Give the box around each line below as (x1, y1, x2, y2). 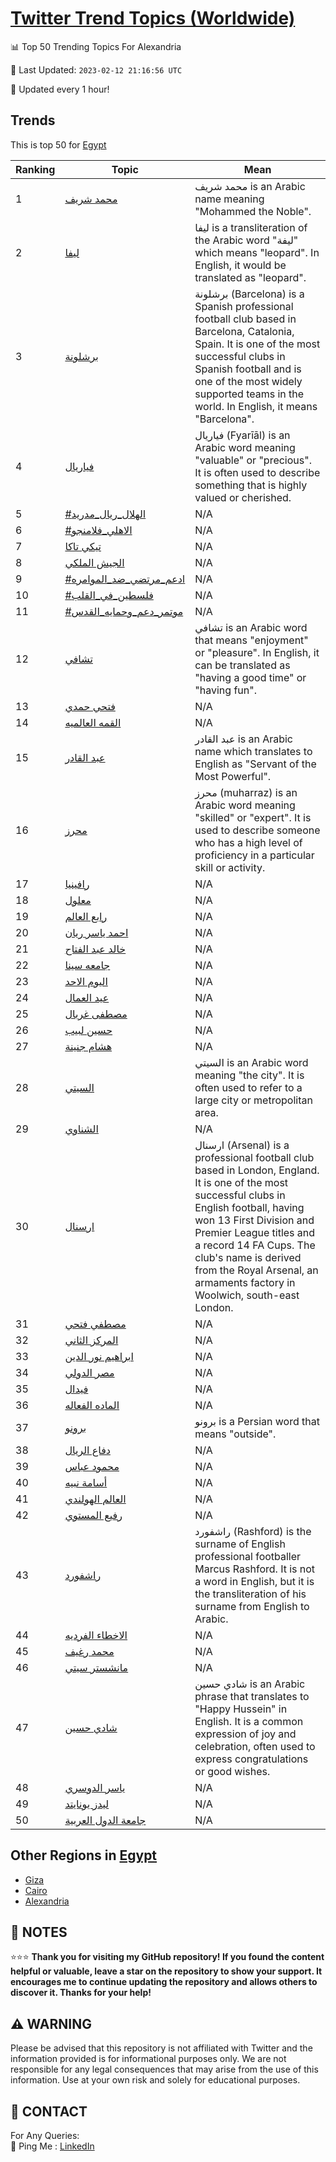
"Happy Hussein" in (194, 1702, 288, 1716)
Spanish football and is (194, 362, 302, 376)
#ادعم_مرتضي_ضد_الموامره (64, 572, 186, 586)
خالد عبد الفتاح (64, 942, 127, 956)
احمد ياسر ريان (64, 925, 129, 939)
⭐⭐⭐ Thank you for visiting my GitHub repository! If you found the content (10, 1951, 325, 1963)
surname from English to (194, 1599, 310, 1613)
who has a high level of (194, 835, 303, 849)
